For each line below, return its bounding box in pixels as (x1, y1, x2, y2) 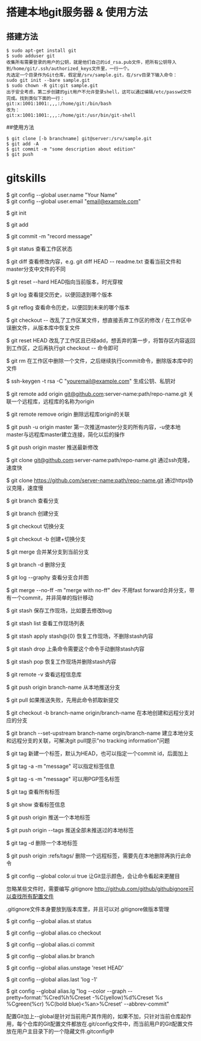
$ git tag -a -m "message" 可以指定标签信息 (6, 762, 115, 770)
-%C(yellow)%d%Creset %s (92, 993, 163, 1001)
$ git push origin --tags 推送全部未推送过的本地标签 (6, 826, 134, 833)
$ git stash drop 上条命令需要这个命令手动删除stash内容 (6, 645, 144, 652)
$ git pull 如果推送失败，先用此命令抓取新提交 (6, 696, 119, 703)
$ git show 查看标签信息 (6, 801, 66, 808)
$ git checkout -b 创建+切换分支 (6, 535, 86, 542)
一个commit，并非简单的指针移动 (11, 594, 93, 601)
